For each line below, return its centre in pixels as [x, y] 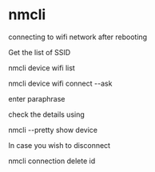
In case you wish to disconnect [59, 145]
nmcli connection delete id [52, 161]
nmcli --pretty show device [53, 130]
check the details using [47, 114]
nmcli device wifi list [42, 68]
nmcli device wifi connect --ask [60, 83]
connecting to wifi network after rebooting [78, 37]
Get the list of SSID [40, 52]
